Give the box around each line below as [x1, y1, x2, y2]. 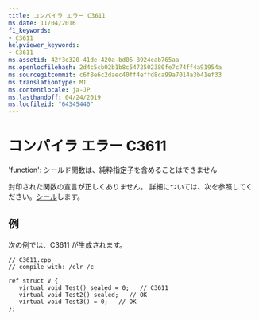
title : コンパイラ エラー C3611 [8, 11, 106, 20]
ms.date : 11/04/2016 [8, 19, 77, 27]
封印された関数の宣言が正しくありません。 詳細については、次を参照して [8, 182, 246, 192]
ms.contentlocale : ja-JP [8, 85, 91, 94]
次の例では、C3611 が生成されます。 [8, 240, 127, 249]
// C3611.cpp [8, 256, 52, 263]
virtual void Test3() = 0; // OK [18, 298, 137, 306]
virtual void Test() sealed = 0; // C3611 [18, 283, 169, 291]
